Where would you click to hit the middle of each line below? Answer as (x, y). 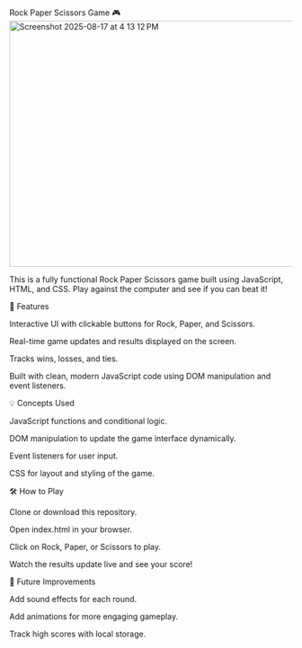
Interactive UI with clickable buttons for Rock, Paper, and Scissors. (133, 324)
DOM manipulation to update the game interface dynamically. (123, 438)
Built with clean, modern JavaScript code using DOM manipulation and (140, 376)
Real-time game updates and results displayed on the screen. (123, 341)
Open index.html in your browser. (71, 529)
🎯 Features (29, 306)
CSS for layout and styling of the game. (82, 473)
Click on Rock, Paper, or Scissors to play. (85, 547)
